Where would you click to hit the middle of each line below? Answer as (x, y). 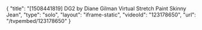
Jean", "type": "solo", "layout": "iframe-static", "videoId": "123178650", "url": (101, 15)
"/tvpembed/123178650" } (39, 21)
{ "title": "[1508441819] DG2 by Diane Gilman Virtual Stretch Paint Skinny (96, 9)
